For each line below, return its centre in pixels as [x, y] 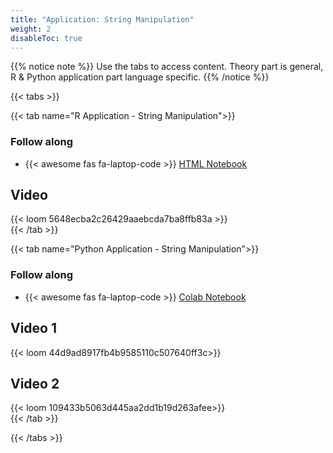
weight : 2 [31, 29]
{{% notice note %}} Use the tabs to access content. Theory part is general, [167, 67]
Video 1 [34, 328]
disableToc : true [46, 38]
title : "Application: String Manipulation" [102, 19]
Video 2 [35, 383]
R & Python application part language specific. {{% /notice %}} [140, 77]
